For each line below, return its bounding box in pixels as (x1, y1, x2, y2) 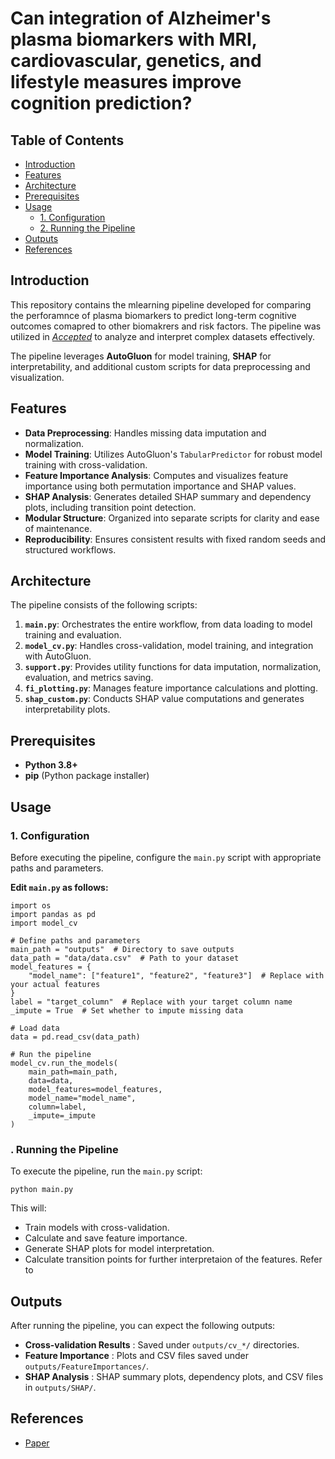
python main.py (10, 1185, 74, 1195)
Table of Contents (10, 132, 125, 149)
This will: (10, 1202, 47, 1214)
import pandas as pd (10, 909, 97, 919)
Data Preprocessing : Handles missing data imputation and (24, 427, 267, 439)
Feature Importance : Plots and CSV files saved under (24, 1350, 249, 1362)
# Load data (10, 1023, 60, 1033)
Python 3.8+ (24, 759, 78, 771)
